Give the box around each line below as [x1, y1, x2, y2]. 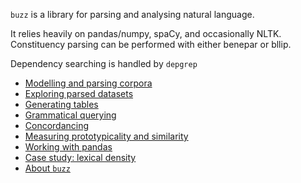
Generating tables [24, 99, 99, 110]
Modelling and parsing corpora [24, 77, 153, 89]
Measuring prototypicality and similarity [24, 130, 189, 142]
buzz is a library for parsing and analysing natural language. [10, 9, 255, 20]
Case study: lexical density [24, 152, 137, 163]
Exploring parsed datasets [24, 88, 134, 99]
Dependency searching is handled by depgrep [10, 58, 198, 69]
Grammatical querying [24, 109, 117, 121]
